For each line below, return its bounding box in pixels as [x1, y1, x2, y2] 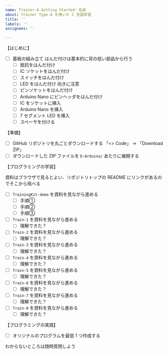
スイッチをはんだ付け [20, 75, 64, 81]
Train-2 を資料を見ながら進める [12, 229, 78, 235]
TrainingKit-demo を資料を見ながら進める [12, 191, 99, 197]
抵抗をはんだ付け [20, 62, 56, 68]
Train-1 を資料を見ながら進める [12, 217, 78, 223]
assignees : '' [5, 26, 35, 31]
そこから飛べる [9, 180, 41, 186]
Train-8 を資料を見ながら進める [12, 305, 78, 311]
